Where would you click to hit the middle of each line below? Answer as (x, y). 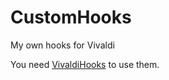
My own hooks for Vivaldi (62, 45)
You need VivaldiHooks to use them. (85, 64)
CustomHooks (71, 17)
